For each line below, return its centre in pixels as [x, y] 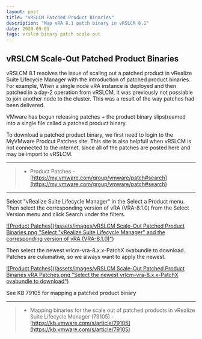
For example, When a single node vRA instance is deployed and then [91, 86]
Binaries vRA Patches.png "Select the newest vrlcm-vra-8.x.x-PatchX [92, 275]
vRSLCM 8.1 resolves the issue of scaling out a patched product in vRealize [99, 73]
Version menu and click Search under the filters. [66, 214]
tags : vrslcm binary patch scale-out [54, 34]
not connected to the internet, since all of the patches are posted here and [98, 148]
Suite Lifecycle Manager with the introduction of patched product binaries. [98, 79]
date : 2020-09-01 [28, 29]
